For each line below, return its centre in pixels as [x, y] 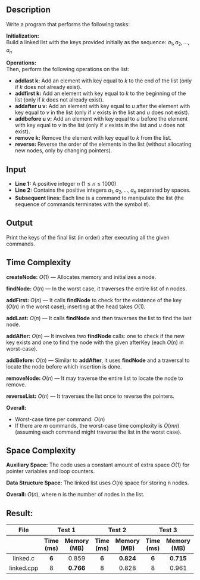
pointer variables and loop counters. [51, 471]
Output [19, 223]
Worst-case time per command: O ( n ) [60, 419]
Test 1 [67, 530]
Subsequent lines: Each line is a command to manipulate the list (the [99, 198]
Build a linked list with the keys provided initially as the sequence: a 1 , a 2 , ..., [98, 43]
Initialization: [23, 36]
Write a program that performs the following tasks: [68, 24]
